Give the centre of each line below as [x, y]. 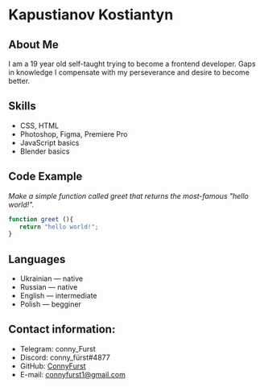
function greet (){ [41, 219]
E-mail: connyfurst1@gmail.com [73, 374]
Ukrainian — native [51, 278]
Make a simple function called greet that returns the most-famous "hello [129, 196]
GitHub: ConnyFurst [53, 366]
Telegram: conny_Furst [58, 348]
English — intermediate [59, 296]
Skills [22, 106]
